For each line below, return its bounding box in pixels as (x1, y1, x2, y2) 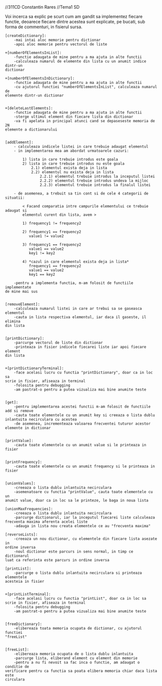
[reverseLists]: (5, 532, 38, 537)
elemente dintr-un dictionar (5, 93, 64, 98)
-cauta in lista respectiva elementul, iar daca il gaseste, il (14, 315, 146, 320)
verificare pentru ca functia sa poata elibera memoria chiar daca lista (5, 668, 158, 673)
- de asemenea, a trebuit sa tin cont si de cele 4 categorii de (14, 191, 149, 196)
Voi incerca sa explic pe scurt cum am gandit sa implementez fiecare (5, 14, 143, 19)
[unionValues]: (5, 481, 36, 486)
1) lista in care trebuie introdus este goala (22, 157, 118, 162)
